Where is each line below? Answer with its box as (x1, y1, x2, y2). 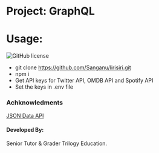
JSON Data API (6, 112, 44, 120)
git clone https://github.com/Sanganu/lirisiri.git (15, 64, 131, 71)
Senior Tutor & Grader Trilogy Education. (6, 140, 108, 147)
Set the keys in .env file (15, 83, 74, 90)
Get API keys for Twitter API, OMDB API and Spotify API (15, 77, 154, 84)
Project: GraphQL (6, 4, 95, 18)
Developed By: (6, 126, 44, 134)
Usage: (6, 32, 44, 46)
